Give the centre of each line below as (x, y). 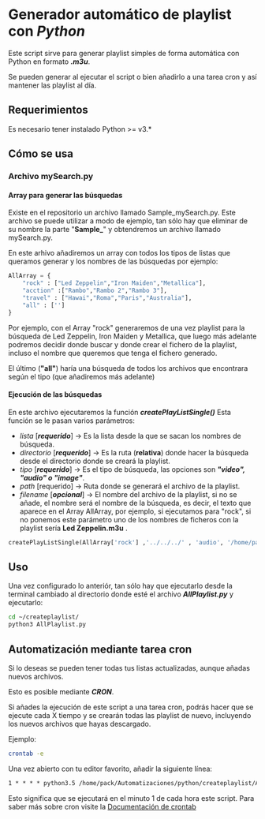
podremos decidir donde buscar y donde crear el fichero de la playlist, (123, 344)
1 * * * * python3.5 (42, 783)
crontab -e (26, 754)
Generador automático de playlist (120, 15)
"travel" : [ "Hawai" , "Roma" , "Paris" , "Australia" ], (107, 297)
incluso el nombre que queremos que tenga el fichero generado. (113, 353)
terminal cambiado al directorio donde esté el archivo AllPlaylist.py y (121, 594)
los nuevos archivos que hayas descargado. (80, 724)
